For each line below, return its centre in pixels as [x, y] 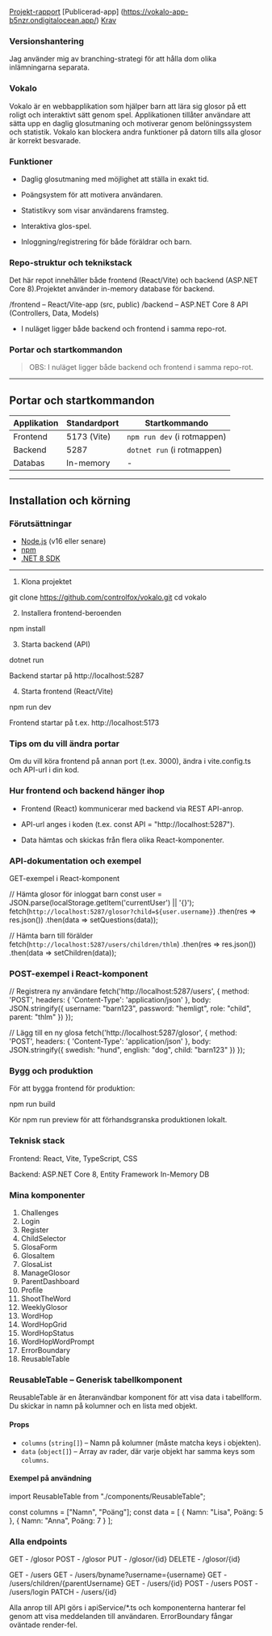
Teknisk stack [37, 1141]
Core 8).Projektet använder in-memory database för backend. [112, 289]
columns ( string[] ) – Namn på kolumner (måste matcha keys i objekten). [141, 1443]
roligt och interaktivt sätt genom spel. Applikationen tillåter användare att [130, 114]
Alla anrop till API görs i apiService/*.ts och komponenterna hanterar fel [128, 1608]
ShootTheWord [46, 1299]
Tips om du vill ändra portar [65, 744]
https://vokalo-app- [156, 12]
